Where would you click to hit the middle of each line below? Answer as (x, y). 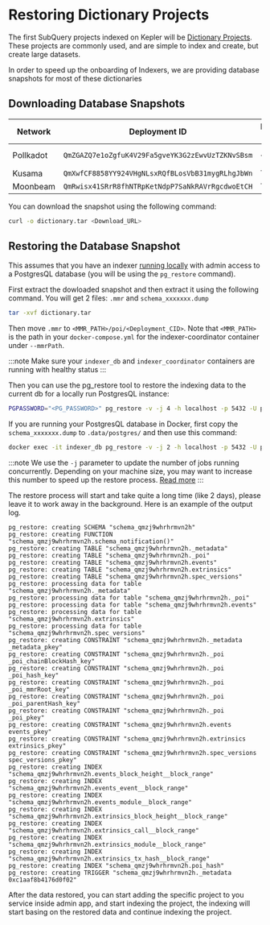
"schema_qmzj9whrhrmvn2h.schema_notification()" (91, 541)
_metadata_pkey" (35, 647)
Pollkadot (30, 155)
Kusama (28, 173)
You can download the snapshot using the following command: (112, 206)
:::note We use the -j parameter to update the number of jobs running (124, 463)
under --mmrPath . (36, 346)
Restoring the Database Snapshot (94, 246)
